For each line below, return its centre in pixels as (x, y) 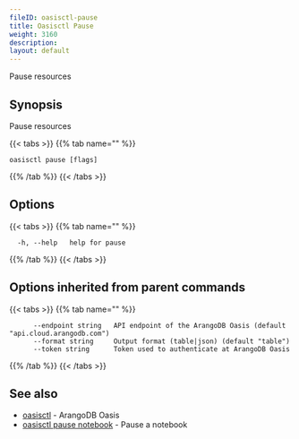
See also (34, 394)
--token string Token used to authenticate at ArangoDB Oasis (162, 349)
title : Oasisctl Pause (51, 26)
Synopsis (36, 104)
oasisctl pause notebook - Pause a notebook (105, 425)
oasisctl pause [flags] (54, 159)
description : (34, 43)
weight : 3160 (34, 34)
